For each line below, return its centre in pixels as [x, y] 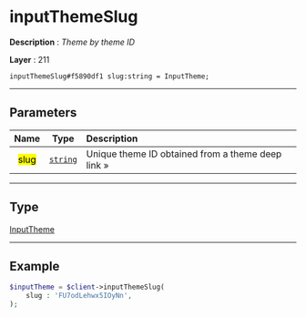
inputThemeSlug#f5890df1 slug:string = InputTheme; [109, 76]
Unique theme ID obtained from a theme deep [184, 154]
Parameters [43, 112]
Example [35, 266]
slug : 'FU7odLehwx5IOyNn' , [79, 296]
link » [97, 165]
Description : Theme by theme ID [72, 42]
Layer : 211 [30, 59]
